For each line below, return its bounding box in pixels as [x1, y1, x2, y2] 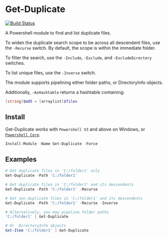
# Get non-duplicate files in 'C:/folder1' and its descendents [5, 196, 143, 201]
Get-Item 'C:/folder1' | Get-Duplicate [5, 228, 89, 233]
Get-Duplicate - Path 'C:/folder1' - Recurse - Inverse [5, 200, 118, 205]
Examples [5, 155, 37, 164]
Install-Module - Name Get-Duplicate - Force [5, 141, 98, 146]
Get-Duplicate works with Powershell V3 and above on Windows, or [5, 126, 145, 132]
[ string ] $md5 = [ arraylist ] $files [5, 99, 78, 104]
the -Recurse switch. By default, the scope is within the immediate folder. [5, 45, 156, 51]
